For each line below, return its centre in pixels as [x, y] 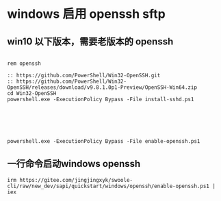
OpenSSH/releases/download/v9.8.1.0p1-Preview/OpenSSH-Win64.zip [102, 88]
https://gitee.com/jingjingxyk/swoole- [76, 180]
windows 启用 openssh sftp [86, 14]
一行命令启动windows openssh [74, 164]
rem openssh [24, 64]
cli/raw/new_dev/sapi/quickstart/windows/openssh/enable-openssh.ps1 [108, 186]
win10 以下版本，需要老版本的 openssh [90, 41]
